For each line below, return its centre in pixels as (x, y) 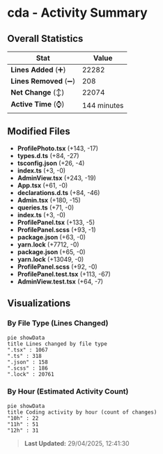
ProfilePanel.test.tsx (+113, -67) (64, 274)
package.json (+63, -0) (51, 237)
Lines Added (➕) (38, 70)
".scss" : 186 (28, 368)
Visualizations (39, 303)
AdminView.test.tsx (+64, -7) (60, 281)
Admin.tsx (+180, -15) (49, 200)
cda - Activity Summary (77, 13)
